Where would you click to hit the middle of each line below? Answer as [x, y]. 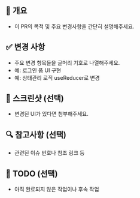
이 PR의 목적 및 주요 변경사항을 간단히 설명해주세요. [74, 26]
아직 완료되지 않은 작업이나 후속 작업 [57, 189]
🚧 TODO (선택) [32, 174]
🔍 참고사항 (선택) [36, 135]
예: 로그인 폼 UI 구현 [37, 70]
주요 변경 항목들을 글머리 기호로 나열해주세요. [67, 62]
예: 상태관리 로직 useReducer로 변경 [57, 77]
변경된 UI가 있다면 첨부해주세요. [51, 114]
